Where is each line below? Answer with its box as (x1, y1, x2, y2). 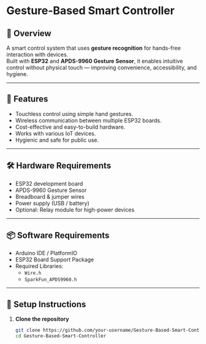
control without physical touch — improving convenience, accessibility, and (6, 64, 197, 71)
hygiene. (6, 71, 29, 77)
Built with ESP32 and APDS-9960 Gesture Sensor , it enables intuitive (6, 58, 183, 64)
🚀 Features (6, 94, 48, 104)
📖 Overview (6, 28, 51, 39)
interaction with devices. (6, 51, 69, 58)
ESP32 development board (15, 180, 83, 187)
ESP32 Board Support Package (15, 256, 94, 264)
